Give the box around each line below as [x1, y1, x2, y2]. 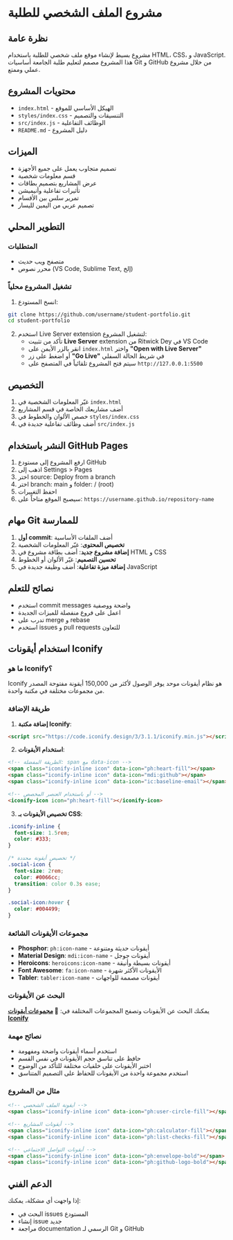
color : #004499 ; [14, 905, 61, 913]
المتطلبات [8, 241, 38, 251]
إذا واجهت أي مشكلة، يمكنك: [8, 1196, 82, 1205]
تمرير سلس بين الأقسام [17, 194, 79, 202]
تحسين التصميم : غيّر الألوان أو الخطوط [17, 555, 116, 563]
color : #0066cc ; [14, 874, 61, 881]
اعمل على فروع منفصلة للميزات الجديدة [17, 608, 121, 617]
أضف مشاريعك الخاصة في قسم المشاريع [17, 405, 124, 413]
